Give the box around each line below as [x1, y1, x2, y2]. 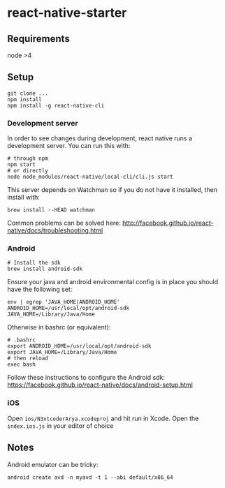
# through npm [7, 155, 49, 162]
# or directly [7, 168, 49, 175]
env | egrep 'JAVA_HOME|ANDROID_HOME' [7, 299, 120, 306]
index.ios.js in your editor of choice [7, 421, 114, 430]
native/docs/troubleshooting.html [7, 226, 103, 235]
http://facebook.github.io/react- [122, 219, 215, 228]
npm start [7, 161, 36, 168]
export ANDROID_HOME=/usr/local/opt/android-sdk [7, 343, 152, 350]
